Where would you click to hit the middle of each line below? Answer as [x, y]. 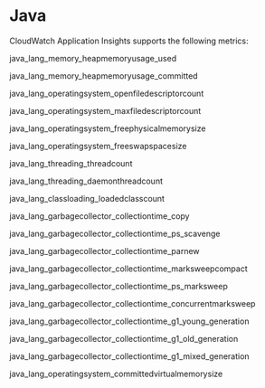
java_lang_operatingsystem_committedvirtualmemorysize [116, 374]
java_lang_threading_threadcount [71, 163]
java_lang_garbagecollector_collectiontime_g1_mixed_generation [130, 356]
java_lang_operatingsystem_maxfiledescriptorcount [105, 110]
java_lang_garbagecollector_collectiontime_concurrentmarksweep [132, 303]
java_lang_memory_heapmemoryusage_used [93, 58]
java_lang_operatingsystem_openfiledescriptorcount [107, 93]
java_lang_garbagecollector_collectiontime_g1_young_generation [129, 321]
